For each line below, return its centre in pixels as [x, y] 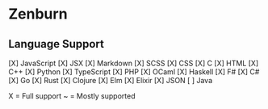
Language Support [57, 44]
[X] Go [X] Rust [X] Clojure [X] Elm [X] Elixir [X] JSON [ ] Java [110, 80]
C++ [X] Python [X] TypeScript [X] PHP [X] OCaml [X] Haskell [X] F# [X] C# [134, 72]
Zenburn [38, 14]
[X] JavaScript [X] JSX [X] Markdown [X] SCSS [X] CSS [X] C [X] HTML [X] [134, 63]
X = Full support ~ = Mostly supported [72, 96]
